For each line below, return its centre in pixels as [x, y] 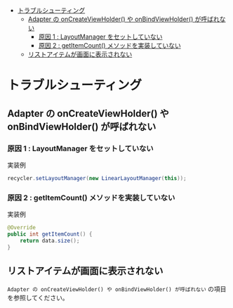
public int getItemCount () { [50, 234]
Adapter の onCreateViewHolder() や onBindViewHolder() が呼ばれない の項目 [117, 289]
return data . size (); [50, 240]
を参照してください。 [38, 298]
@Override [22, 228]
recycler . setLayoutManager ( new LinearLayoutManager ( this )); [97, 178]
